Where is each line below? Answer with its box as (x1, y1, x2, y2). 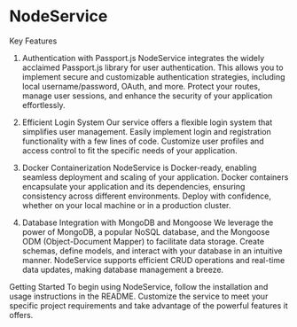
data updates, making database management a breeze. (21, 264, 224, 275)
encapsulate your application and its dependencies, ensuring (21, 181, 246, 191)
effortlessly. (21, 99, 66, 110)
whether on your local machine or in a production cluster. (21, 199, 231, 210)
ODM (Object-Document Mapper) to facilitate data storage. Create (21, 236, 264, 246)
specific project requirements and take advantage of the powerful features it (9, 300, 288, 311)
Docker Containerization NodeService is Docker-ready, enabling (21, 162, 257, 173)
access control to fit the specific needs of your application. (21, 144, 238, 156)
